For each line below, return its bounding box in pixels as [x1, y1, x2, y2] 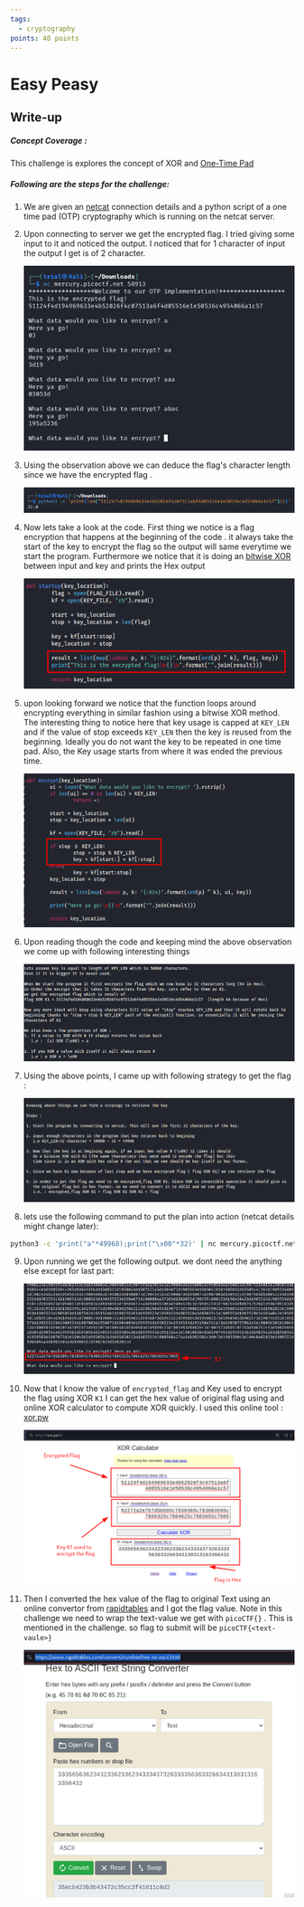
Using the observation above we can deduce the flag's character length [23, 460, 291, 470]
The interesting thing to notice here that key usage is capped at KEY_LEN [23, 717, 290, 728]
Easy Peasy [10, 73, 99, 94]
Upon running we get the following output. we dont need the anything [23, 1256, 282, 1267]
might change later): [23, 1221, 99, 1232]
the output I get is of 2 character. [23, 247, 146, 258]
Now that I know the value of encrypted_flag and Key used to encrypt [23, 1382, 282, 1393]
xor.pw [23, 1411, 49, 1422]
